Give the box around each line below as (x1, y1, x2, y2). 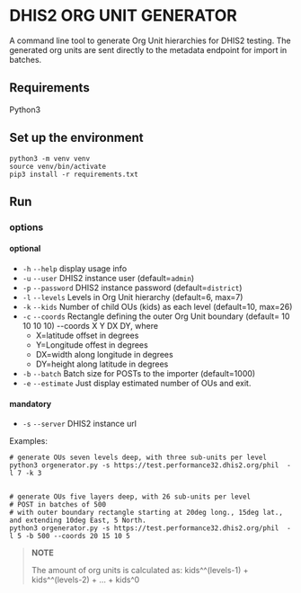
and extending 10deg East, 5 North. (9, 516, 146, 526)
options (9, 221, 44, 234)
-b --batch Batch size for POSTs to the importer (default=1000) (22, 368, 256, 379)
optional (9, 243, 41, 254)
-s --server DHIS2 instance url (22, 419, 137, 429)
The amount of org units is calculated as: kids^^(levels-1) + (31, 565, 249, 576)
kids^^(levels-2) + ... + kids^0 (31, 574, 140, 585)
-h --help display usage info (22, 263, 128, 274)
